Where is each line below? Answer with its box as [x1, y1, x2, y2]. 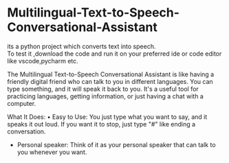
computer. [7, 99, 36, 107]
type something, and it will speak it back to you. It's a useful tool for [7, 85, 199, 93]
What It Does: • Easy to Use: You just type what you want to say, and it [7, 112, 208, 121]
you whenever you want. [17, 148, 87, 156]
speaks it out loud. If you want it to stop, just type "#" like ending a [7, 120, 196, 128]
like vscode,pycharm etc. [7, 56, 79, 65]
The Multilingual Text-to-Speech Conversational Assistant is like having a [7, 70, 215, 78]
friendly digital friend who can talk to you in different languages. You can [7, 77, 213, 85]
